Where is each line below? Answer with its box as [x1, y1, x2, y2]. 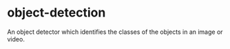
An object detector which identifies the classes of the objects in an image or [7, 28, 223, 36]
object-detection [7, 5, 106, 21]
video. [7, 35, 25, 43]
